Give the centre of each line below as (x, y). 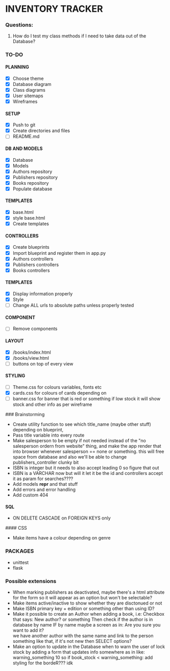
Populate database (32, 189)
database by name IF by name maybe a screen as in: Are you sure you (87, 625)
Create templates (31, 224)
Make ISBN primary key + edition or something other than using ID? (83, 609)
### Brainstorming (25, 415)
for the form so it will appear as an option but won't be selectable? (82, 598)
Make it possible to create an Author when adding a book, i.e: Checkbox (89, 614)
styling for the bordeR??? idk (43, 663)
